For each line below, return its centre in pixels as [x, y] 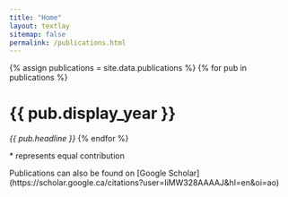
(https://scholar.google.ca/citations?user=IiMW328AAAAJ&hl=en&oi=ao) [144, 183]
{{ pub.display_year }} [93, 114]
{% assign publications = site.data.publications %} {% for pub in [128, 68]
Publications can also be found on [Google [88, 173]
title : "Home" [36, 17]
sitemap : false [38, 34]
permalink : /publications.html [68, 43]
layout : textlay [39, 26]
